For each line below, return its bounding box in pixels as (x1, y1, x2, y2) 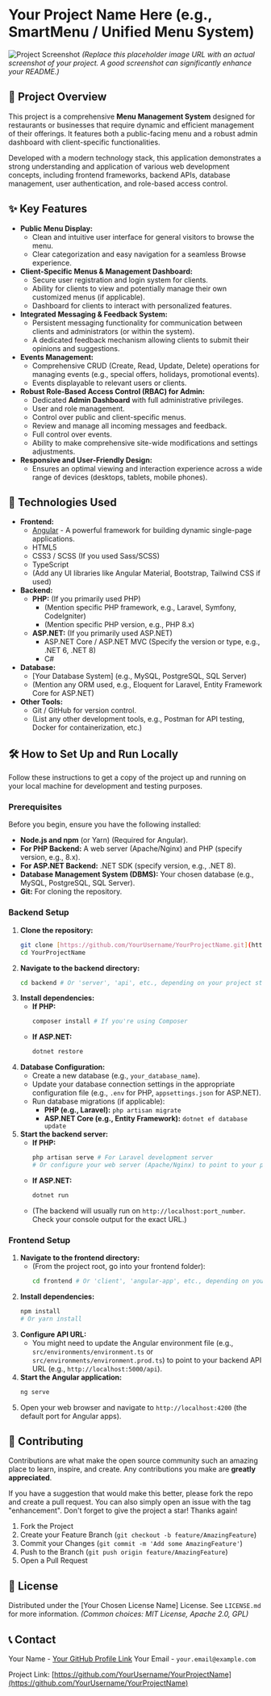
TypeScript (31, 559, 69, 570)
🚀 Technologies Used (8, 495, 117, 509)
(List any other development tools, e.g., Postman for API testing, (31, 714, 244, 724)
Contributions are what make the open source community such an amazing (8, 1455, 258, 1466)
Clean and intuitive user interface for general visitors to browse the (31, 232, 255, 241)
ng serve (19, 1388, 50, 1396)
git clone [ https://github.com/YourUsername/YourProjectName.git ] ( (19, 940, 252, 949)
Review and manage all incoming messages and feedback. (31, 421, 227, 430)
